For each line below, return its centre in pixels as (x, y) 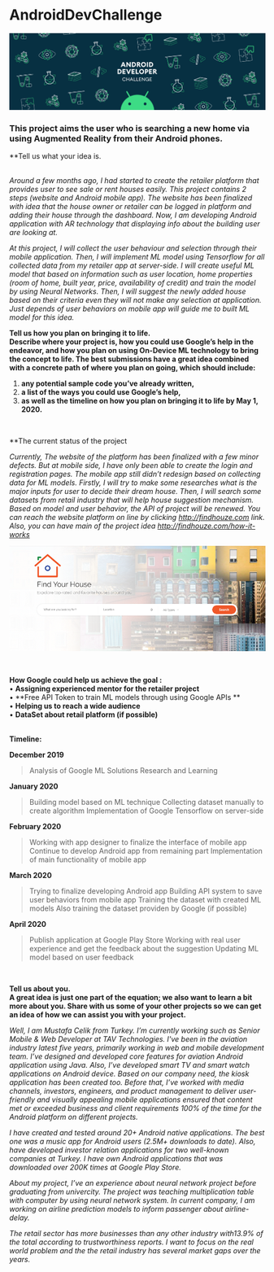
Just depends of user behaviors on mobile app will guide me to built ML (130, 309)
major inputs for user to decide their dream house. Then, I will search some (135, 492)
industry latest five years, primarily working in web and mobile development (137, 1047)
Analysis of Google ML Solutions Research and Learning (123, 770)
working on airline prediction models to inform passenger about (116, 1209)
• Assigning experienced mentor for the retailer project (104, 688)
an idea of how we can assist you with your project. (98, 1014)
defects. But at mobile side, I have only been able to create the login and (131, 466)
